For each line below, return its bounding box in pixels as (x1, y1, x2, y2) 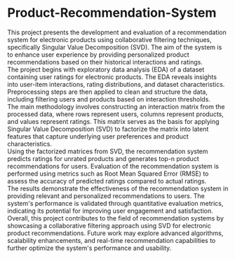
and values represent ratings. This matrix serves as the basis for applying (7, 117, 220, 125)
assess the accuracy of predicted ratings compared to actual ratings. (7, 176, 207, 185)
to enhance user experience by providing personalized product (7, 50, 189, 59)
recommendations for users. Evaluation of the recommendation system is (7, 162, 220, 170)
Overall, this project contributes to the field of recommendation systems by (7, 213, 224, 222)
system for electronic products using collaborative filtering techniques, (7, 35, 212, 43)
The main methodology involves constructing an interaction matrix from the (7, 102, 225, 111)
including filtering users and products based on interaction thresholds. (7, 94, 210, 103)
